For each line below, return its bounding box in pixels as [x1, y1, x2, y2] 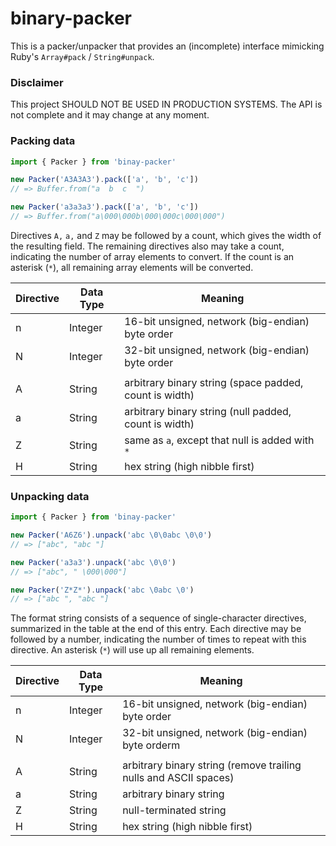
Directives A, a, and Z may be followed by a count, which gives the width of [10, 229, 322, 241]
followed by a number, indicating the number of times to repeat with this [10, 633, 307, 646]
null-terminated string [122, 803, 227, 817]
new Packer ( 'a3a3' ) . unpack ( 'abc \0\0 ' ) [10, 557, 177, 567]
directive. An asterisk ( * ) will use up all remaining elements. [10, 644, 255, 656]
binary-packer [10, 7, 132, 30]
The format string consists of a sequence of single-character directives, [10, 612, 307, 624]
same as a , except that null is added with [124, 433, 315, 447]
